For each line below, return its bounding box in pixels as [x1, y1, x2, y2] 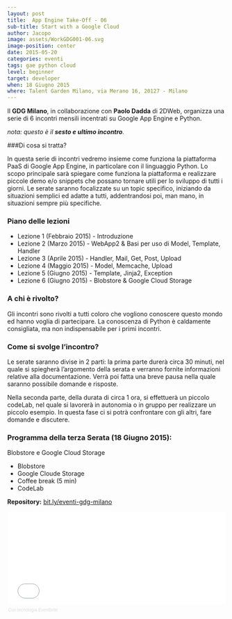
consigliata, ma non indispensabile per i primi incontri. [7, 324, 162, 332]
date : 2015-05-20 [7, 49, 58, 56]
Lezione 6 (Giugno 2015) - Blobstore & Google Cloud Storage [17, 276, 192, 285]
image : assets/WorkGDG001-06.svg [7, 36, 104, 43]
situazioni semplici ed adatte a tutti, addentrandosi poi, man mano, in [7, 192, 204, 200]
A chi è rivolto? [7, 294, 59, 303]
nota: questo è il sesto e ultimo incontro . [7, 128, 125, 136]
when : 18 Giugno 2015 [7, 81, 70, 88]
